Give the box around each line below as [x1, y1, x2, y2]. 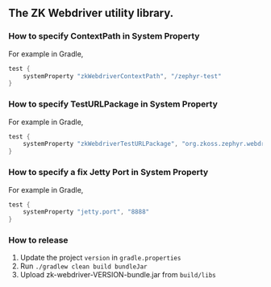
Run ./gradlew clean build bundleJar [19, 261, 148, 271]
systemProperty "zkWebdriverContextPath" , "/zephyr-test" [23, 72, 222, 80]
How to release [8, 235, 69, 246]
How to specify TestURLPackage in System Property [8, 98, 218, 110]
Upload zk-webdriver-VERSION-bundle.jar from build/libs [19, 270, 216, 280]
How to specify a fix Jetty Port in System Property [8, 167, 209, 178]
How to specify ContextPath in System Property [8, 31, 200, 42]
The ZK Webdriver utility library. [8, 6, 174, 20]
